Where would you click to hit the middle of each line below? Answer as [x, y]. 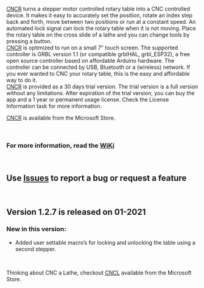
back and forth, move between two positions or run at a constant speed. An [101, 22]
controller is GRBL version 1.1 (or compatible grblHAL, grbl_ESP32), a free [98, 54]
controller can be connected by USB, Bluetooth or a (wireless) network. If [98, 67]
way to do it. [22, 80]
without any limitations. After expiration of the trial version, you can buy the [100, 93]
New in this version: [37, 229]
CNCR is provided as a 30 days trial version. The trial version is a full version [102, 87]
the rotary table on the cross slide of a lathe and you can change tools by [98, 35]
